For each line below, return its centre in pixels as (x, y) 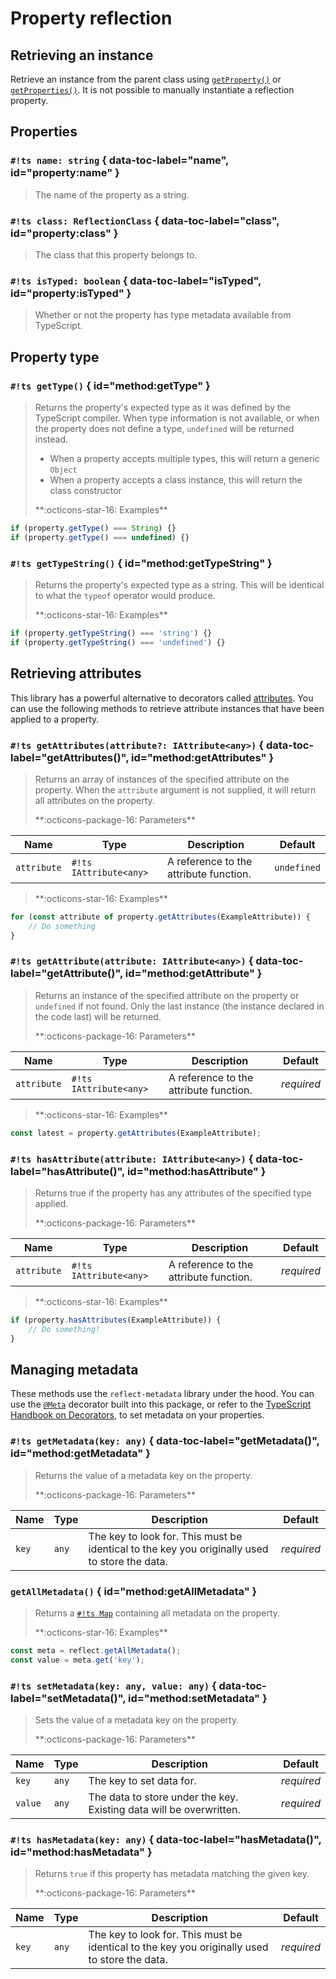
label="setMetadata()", (68, 1698)
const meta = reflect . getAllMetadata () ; (96, 1651)
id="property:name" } (65, 173)
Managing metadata (74, 1369)
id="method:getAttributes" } (202, 757)
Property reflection (91, 18)
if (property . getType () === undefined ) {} (100, 537)
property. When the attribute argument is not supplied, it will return (175, 789)
